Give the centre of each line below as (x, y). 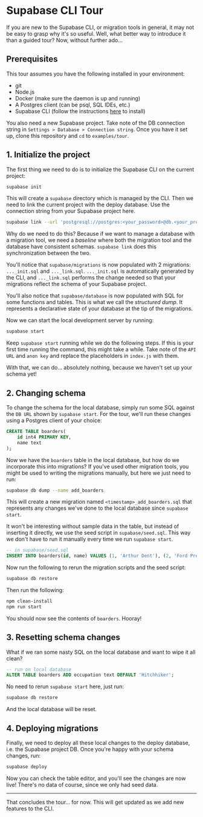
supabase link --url (32, 222)
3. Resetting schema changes (63, 638)
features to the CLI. (30, 809)
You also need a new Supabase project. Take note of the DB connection (96, 123)
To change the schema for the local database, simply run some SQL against (100, 408)
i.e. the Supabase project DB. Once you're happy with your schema (90, 749)
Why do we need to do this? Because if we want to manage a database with (101, 234)
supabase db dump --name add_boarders (55, 490)
